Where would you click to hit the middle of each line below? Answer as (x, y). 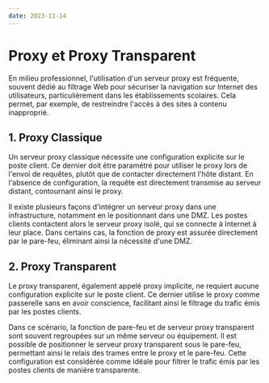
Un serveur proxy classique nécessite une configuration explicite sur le (126, 157)
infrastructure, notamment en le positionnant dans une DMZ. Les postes (128, 215)
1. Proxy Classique (55, 137)
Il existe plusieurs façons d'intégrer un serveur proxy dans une (112, 207)
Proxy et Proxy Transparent (102, 55)
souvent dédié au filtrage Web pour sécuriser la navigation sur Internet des (133, 86)
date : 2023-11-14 (38, 16)
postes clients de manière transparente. (75, 370)
